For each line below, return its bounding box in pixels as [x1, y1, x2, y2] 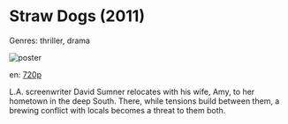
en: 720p [9, 69, 42, 80]
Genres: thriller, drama [9, 35, 91, 46]
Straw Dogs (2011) [9, 6, 146, 26]
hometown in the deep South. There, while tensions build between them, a [9, 95, 280, 106]
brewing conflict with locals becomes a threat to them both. [9, 105, 226, 115]
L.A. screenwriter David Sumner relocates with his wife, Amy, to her [9, 86, 255, 97]
